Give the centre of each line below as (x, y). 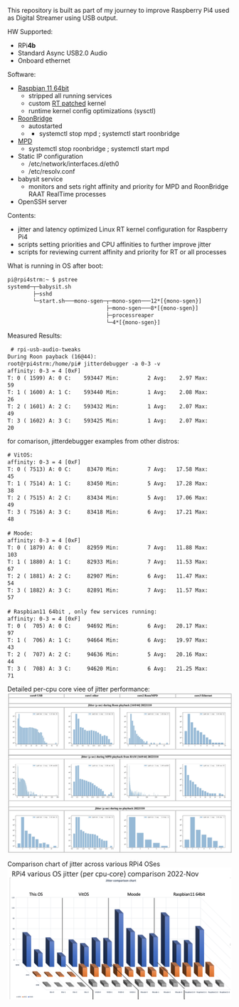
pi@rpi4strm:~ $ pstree (43, 280)
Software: (22, 74)
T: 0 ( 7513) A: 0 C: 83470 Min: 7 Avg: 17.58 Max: (108, 469)
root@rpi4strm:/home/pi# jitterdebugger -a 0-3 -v (84, 364)
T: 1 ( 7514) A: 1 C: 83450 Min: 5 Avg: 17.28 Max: (108, 484)
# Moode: (20, 533)
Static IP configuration (50, 156)
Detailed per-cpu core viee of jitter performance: (79, 689)
